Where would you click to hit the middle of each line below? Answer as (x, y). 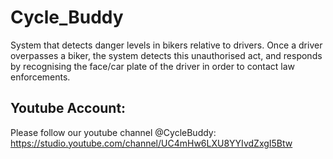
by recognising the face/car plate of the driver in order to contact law (153, 66)
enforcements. (40, 77)
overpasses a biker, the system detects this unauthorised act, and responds (166, 55)
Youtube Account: (68, 108)
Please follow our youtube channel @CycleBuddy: (113, 132)
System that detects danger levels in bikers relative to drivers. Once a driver (166, 45)
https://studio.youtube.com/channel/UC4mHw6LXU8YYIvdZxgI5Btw (151, 143)
